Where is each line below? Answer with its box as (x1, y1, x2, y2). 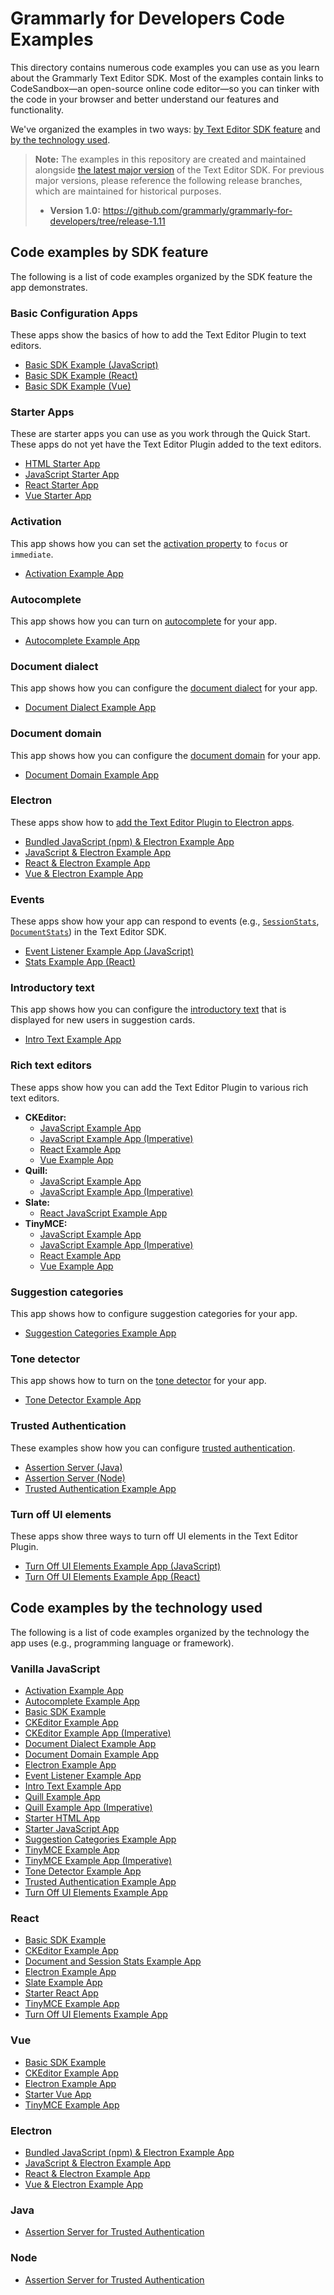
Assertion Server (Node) (24, 1472, 126, 1484)
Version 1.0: (49, 204, 101, 216)
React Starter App (24, 479, 99, 491)
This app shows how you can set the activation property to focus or (10, 537, 288, 549)
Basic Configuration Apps (10, 306, 138, 320)
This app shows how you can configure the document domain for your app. (10, 749, 322, 761)
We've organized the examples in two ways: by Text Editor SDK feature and (10, 123, 321, 135)
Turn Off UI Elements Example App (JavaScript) (24, 1560, 222, 1572)
